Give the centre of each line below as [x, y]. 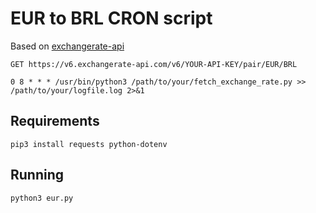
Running [37, 175]
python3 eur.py [42, 198]
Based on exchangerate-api [67, 46]
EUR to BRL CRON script [111, 18]
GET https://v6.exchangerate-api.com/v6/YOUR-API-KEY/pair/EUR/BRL [154, 64]
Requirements [55, 121]
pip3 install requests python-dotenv [89, 144]
